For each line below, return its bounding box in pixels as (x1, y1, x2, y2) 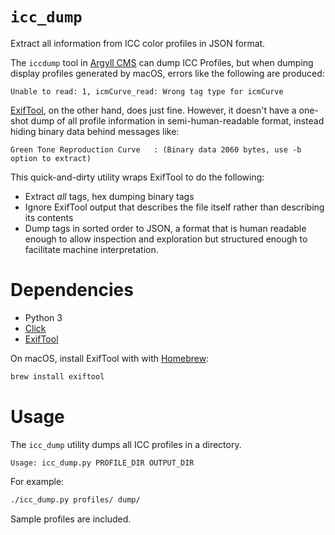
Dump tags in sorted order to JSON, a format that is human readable (24, 222, 307, 234)
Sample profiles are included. (10, 513, 132, 525)
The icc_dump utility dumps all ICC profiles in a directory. (10, 438, 242, 450)
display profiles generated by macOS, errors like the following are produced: (10, 67, 325, 79)
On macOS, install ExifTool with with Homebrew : (10, 352, 210, 364)
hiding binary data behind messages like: (10, 125, 180, 137)
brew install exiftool (10, 371, 105, 382)
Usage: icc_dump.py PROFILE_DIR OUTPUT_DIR (10, 458, 195, 468)
